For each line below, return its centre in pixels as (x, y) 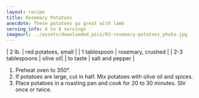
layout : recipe (26, 12)
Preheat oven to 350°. (43, 70)
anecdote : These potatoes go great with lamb (65, 23)
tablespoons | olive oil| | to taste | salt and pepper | (70, 58)
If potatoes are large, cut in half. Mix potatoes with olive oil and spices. (104, 77)
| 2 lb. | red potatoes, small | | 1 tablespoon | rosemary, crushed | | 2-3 (95, 52)
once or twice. (33, 89)
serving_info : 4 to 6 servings (46, 29)
